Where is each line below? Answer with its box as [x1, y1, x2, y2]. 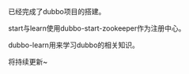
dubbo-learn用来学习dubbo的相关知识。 [8, 40, 140, 50]
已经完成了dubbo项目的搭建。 [8, 7, 106, 16]
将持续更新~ [8, 57, 48, 66]
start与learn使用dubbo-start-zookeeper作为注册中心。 [8, 24, 186, 33]
